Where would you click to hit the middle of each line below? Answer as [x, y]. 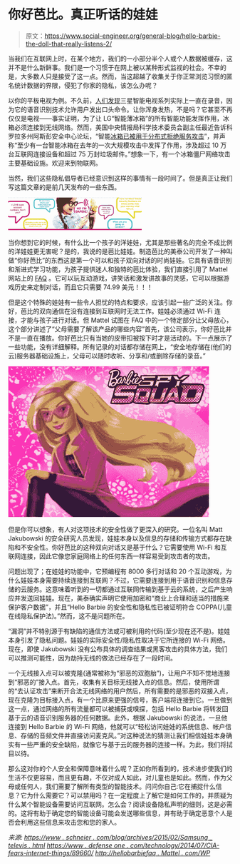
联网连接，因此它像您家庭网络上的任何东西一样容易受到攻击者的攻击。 [111, 556]
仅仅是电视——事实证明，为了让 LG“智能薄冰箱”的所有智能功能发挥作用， [116, 118]
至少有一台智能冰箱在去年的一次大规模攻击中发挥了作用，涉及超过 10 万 [122, 145]
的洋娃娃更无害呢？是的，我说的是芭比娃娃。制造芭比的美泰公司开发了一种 [117, 251]
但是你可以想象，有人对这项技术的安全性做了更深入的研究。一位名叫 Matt [115, 529]
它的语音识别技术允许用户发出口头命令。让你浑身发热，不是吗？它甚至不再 [123, 109]
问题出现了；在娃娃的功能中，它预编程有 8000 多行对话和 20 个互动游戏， [117, 571]
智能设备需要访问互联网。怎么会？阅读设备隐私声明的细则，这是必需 [132, 804]
